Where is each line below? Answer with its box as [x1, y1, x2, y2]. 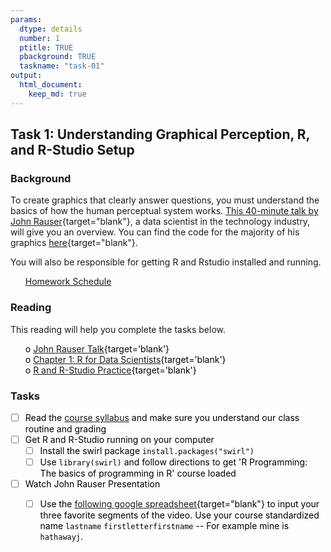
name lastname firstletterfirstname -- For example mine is [39, 520, 290, 532]
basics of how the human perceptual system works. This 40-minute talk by [10, 205, 319, 217]
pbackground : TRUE [19, 52, 97, 62]
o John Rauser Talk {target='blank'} [24, 342, 170, 355]
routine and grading [24, 422, 107, 435]
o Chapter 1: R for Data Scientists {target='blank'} [24, 353, 227, 365]
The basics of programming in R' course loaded [39, 467, 237, 480]
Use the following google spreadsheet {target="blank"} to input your [39, 498, 320, 510]
